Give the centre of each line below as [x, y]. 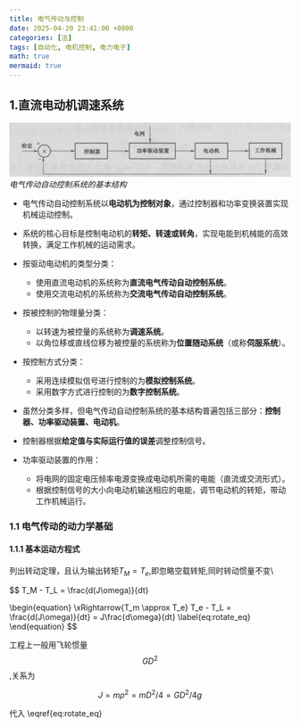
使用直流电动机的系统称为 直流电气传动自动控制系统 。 [133, 282]
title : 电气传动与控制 [47, 19]
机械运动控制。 [50, 214]
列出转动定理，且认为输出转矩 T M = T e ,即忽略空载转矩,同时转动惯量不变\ [142, 571]
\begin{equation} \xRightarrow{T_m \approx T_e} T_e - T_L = [121, 607]
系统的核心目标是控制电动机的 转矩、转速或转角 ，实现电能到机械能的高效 [155, 233]
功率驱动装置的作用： [61, 459]
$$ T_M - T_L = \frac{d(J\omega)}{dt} [79, 590]
